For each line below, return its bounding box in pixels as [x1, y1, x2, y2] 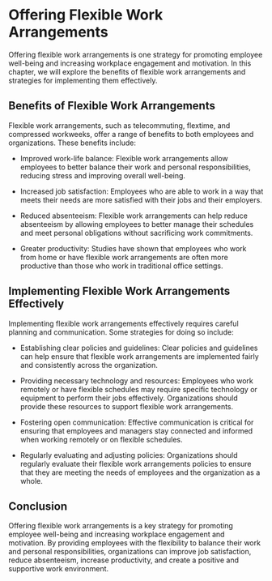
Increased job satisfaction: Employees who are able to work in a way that [19, 186, 264, 196]
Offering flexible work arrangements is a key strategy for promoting [8, 521, 233, 531]
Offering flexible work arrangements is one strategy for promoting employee [8, 49, 263, 59]
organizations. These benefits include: [8, 138, 136, 147]
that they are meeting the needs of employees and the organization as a [19, 468, 261, 477]
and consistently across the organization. [19, 360, 158, 370]
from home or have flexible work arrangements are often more [19, 252, 228, 262]
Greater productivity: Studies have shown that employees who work [19, 243, 247, 253]
